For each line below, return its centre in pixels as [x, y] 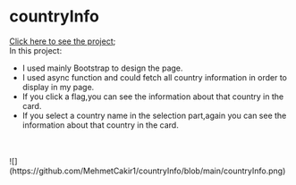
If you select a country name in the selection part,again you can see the [154, 115]
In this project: [36, 50]
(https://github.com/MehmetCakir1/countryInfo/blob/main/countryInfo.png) [148, 171]
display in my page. [58, 87]
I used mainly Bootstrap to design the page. [102, 68]
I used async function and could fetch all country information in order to [155, 77]
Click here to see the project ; [63, 41]
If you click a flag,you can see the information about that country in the [153, 97]
